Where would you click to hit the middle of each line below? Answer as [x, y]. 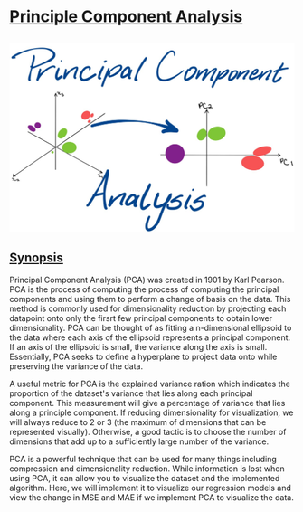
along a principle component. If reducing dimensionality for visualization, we [151, 412]
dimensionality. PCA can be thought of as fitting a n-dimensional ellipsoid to [151, 327]
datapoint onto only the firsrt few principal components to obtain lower [141, 318]
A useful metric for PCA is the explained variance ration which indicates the [150, 384]
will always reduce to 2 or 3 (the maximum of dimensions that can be [138, 422]
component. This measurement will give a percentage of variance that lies [147, 403]
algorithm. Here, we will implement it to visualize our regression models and [151, 488]
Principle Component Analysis [126, 17]
